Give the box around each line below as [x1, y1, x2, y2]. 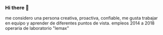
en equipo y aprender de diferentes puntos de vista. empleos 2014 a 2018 [5, 20, 155, 26]
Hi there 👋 [5, 4, 30, 11]
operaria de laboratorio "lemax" [5, 25, 69, 31]
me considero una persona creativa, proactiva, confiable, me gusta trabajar [5, 15, 158, 21]
